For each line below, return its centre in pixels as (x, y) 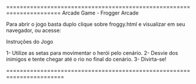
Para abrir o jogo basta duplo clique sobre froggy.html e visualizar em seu (96, 24)
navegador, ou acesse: (34, 30)
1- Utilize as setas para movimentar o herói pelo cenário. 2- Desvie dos (92, 53)
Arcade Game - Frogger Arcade (100, 13)
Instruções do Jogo (30, 42)
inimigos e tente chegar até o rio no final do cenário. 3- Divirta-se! (86, 59)
